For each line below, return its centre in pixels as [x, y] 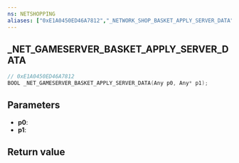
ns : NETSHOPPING [31, 14]
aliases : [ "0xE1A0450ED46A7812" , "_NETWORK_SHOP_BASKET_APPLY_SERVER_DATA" [121, 21]
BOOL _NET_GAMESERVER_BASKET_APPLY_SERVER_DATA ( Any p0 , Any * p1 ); [108, 83]
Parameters [34, 105]
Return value [36, 152]
